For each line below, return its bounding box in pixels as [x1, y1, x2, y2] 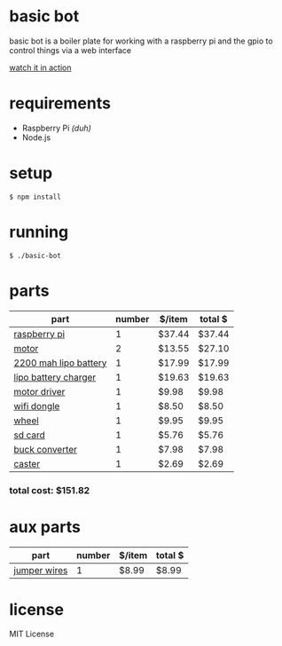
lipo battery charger [13, 371, 97, 383]
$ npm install [9, 193, 62, 201]
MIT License [9, 628, 55, 640]
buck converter [13, 443, 78, 455]
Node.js [21, 131, 51, 143]
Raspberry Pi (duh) [21, 122, 91, 133]
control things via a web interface [9, 44, 131, 55]
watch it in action [9, 62, 72, 73]
